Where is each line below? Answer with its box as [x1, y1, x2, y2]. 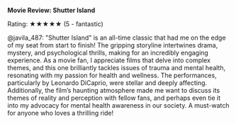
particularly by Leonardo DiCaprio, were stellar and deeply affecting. [7, 79, 208, 87]
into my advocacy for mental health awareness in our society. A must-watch [7, 101, 230, 109]
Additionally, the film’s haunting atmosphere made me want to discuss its [7, 86, 220, 94]
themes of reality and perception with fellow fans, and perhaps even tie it [7, 94, 221, 102]
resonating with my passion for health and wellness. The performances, [7, 71, 218, 79]
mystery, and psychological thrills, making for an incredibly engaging [7, 49, 209, 57]
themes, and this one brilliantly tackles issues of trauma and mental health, [7, 64, 225, 72]
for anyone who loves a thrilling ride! [7, 109, 114, 117]
